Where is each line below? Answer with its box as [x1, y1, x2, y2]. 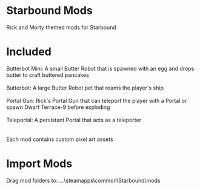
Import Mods [6, 157, 73, 171]
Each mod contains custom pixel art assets [6, 136, 113, 143]
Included [6, 45, 52, 59]
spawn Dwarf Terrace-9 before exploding [6, 103, 110, 111]
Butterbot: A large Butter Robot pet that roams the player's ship [6, 84, 164, 91]
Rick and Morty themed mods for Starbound [6, 24, 116, 31]
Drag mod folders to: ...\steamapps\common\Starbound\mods [6, 177, 161, 184]
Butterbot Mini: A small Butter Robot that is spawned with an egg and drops [6, 65, 195, 72]
